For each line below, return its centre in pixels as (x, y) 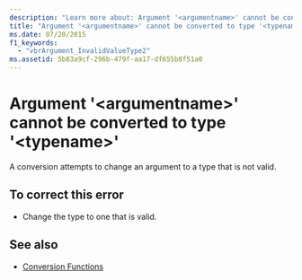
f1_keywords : (34, 43)
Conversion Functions (63, 267)
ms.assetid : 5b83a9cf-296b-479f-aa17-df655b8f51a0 (106, 59)
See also (34, 245)
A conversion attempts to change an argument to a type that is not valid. (143, 166)
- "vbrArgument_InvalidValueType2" (84, 51)
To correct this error (67, 195)
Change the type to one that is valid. (89, 216)
